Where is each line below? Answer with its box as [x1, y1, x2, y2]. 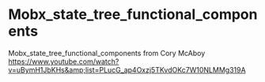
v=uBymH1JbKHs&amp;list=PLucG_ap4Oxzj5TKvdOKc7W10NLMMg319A [8, 65, 247, 74]
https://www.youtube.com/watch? [8, 57, 119, 66]
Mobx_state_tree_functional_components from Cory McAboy [8, 48, 206, 58]
